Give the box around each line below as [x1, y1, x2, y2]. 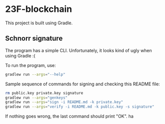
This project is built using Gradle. [5, 20, 73, 26]
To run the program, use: [5, 62, 56, 68]
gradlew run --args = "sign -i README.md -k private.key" [5, 100, 123, 105]
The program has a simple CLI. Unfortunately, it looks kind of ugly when [5, 47, 152, 53]
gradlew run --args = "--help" [5, 72, 66, 77]
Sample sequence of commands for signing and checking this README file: [5, 81, 160, 87]
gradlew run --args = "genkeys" [5, 95, 68, 100]
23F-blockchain [5, 3, 72, 15]
